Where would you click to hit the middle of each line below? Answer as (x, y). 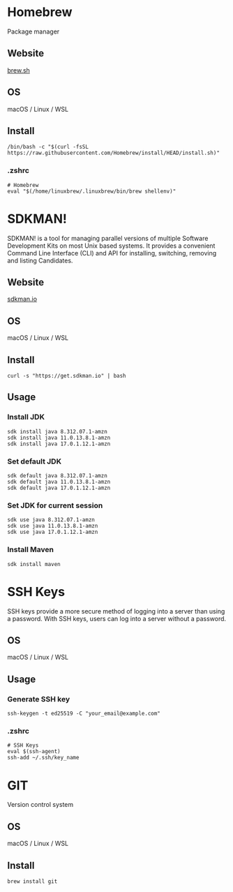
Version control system (40, 805)
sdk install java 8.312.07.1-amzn (58, 431)
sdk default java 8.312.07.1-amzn (58, 476)
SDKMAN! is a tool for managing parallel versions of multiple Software (108, 238)
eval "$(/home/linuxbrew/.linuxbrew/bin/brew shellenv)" (92, 191)
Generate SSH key (39, 699)
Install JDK (26, 417)
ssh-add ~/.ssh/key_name (43, 758)
